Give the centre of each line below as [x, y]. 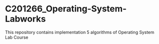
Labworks [26, 19]
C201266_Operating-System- [66, 9]
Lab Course [17, 37]
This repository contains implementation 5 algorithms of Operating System [80, 32]
